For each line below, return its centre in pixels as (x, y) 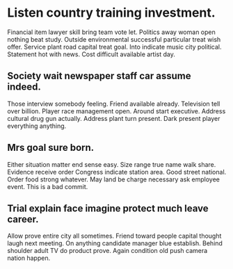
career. (23, 219)
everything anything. (37, 126)
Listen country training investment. (111, 13)
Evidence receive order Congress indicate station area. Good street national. (117, 172)
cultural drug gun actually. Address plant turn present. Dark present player (114, 118)
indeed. (24, 87)
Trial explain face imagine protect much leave (108, 208)
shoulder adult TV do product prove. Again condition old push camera (107, 251)
